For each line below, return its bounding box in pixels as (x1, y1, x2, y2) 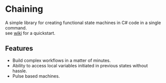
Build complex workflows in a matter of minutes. (12, 57, 111, 63)
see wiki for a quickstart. (5, 30, 55, 36)
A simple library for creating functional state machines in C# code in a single (5, 20, 161, 26)
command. (5, 25, 27, 30)
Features (5, 44, 33, 53)
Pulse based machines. (12, 73, 60, 79)
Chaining (5, 3, 44, 15)
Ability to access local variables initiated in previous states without (12, 62, 148, 68)
